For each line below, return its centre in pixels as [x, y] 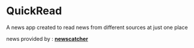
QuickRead [34, 11]
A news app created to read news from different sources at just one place [97, 27]
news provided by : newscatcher [47, 39]
